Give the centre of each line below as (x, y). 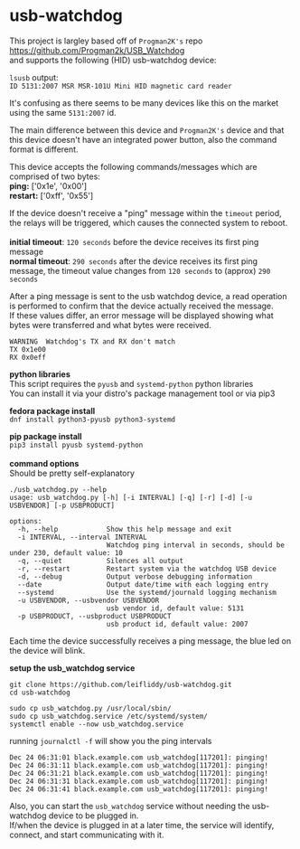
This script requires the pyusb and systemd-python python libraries (131, 383)
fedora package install (52, 410)
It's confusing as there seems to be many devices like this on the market (144, 103)
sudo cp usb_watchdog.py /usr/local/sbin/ (90, 708)
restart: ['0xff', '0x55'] (52, 195)
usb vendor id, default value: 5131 (175, 608)
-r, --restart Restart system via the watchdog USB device (147, 569)
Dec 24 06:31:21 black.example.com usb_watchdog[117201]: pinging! (139, 773)
